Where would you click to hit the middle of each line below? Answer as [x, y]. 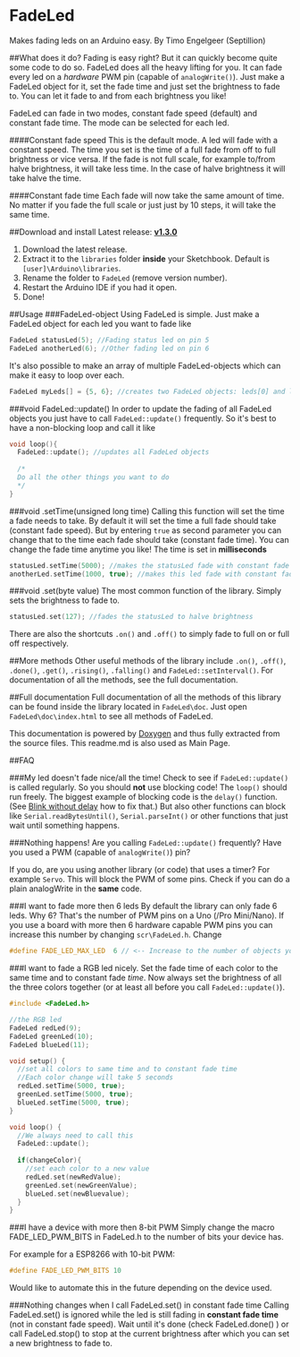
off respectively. [39, 644]
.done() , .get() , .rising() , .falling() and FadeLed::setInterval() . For [142, 670]
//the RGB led [36, 1020]
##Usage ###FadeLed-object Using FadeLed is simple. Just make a [134, 313]
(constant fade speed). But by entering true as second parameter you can [146, 530]
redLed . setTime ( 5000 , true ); [71, 1086]
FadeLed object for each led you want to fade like [100, 323]
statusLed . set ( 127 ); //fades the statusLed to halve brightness [131, 617]
